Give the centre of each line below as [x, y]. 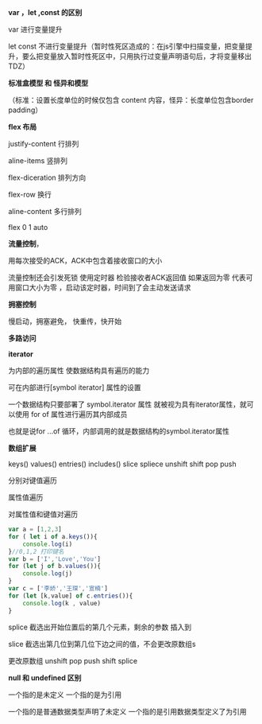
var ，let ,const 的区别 [45, 12]
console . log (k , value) [62, 603]
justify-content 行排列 [44, 144]
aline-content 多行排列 [45, 211]
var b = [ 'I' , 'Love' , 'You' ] [55, 559]
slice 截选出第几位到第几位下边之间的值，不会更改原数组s [102, 644]
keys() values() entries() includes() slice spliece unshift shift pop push [122, 464]
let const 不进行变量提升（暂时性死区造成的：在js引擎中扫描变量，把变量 [127, 46]
